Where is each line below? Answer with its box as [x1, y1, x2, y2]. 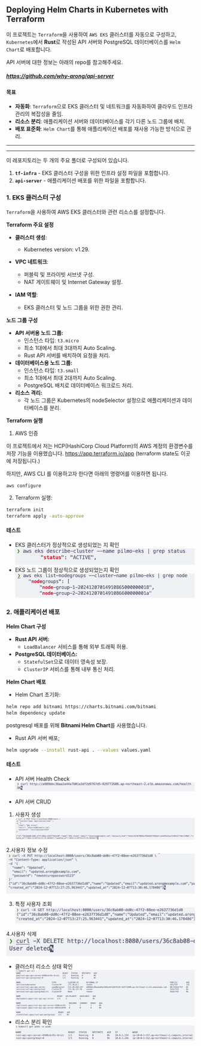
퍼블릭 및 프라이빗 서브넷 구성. [23, 271, 95, 278]
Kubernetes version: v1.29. [23, 246, 90, 253]
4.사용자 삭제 [6, 930, 37, 938]
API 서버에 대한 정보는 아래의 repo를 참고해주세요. [6, 58, 124, 65]
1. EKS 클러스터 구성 [6, 194, 62, 202]
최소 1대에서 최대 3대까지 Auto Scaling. [23, 344, 117, 351]
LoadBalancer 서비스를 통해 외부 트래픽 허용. [23, 643, 128, 650]
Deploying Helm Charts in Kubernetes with [6, 5, 169, 15]
